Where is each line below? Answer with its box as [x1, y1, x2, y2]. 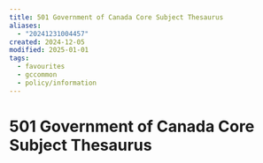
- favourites [17, 63, 66, 71]
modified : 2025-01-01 [9, 46, 89, 55]
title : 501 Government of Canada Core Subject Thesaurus [9, 12, 224, 22]
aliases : [9, 21, 42, 30]
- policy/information [17, 78, 97, 87]
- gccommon [17, 70, 58, 79]
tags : [9, 54, 29, 63]
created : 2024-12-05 [9, 37, 86, 47]
